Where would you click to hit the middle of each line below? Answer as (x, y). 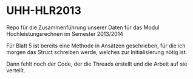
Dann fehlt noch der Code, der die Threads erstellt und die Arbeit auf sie (97, 64)
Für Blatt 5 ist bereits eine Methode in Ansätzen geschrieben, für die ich (96, 46)
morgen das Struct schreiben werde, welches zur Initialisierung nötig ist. (96, 52)
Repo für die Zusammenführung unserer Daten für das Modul (83, 27)
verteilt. (16, 70)
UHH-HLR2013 (44, 11)
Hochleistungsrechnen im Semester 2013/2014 (65, 33)
